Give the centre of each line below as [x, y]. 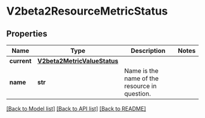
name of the [142, 78]
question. [138, 94]
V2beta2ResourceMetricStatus [87, 11]
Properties [27, 34]
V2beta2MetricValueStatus [78, 61]
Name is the [141, 71]
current [20, 61]
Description [148, 51]
